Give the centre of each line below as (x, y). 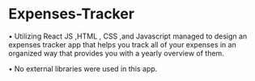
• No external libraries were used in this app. (83, 68)
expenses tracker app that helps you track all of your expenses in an (122, 44)
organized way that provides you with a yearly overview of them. (116, 53)
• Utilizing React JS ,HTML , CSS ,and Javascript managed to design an (128, 36)
